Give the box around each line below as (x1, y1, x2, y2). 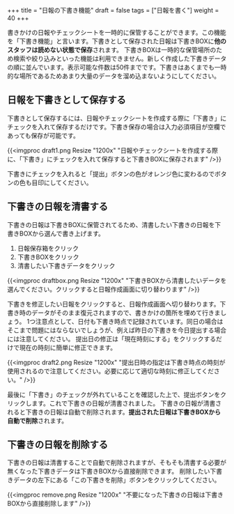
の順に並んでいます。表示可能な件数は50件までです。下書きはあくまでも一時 (7, 63, 227, 71)
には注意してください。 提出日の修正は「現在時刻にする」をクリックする (7, 334, 217, 343)
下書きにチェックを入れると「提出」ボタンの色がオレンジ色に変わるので (7, 169, 214, 178)
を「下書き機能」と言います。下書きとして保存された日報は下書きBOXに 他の (7, 37, 227, 45)
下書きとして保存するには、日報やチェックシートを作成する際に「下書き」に (7, 114, 227, 122)
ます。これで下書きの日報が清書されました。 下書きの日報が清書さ (31, 399, 222, 407)
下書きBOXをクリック (17, 253, 79, 261)
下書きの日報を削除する (7, 439, 108, 451)
